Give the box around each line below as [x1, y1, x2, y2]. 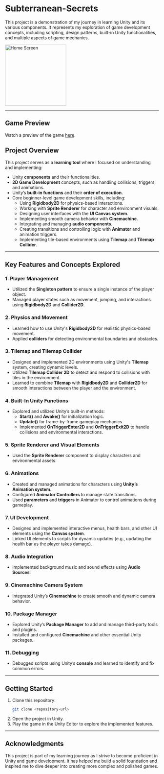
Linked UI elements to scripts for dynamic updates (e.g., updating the [12, 536, 152, 542]
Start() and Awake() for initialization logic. [19, 413, 104, 419]
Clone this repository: [12, 698, 56, 703]
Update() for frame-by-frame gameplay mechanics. [19, 419, 123, 425]
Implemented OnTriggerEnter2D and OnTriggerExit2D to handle [19, 424, 150, 430]
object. [12, 291, 26, 297]
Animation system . [12, 486, 52, 492]
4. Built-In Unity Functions [5, 397, 69, 404]
